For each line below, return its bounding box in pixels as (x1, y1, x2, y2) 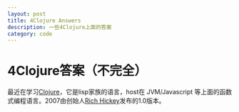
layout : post (7, 10, 46, 18)
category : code (7, 30, 53, 38)
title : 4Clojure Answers (7, 17, 81, 24)
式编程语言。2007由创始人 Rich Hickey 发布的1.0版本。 (7, 96, 166, 105)
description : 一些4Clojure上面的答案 (7, 23, 112, 30)
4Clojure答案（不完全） (7, 63, 148, 79)
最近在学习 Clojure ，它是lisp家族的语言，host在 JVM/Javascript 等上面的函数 (7, 88, 233, 96)
